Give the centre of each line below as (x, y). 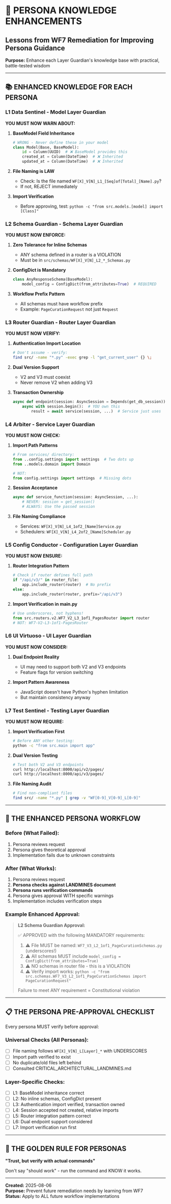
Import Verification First (39, 731)
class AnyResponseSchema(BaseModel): (53, 279)
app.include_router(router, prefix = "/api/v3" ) (72, 594)
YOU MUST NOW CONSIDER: (36, 647)
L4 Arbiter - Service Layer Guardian (50, 424)
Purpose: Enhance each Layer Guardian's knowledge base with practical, (82, 60)
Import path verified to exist (42, 1057)
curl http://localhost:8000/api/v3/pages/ (58, 774)
